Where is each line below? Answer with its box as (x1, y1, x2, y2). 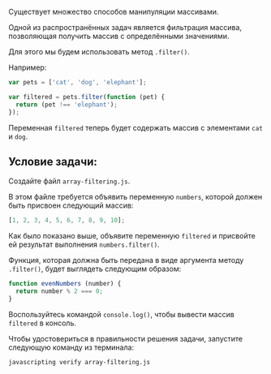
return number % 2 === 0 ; (15, 287, 104, 295)
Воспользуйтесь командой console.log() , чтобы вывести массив (8, 309, 235, 319)
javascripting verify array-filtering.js (8, 358, 151, 366)
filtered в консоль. (8, 318, 77, 328)
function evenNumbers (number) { (8, 280, 122, 288)
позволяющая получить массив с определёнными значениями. (8, 32, 230, 41)
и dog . (8, 131, 28, 141)
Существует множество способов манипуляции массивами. (8, 7, 219, 16)
